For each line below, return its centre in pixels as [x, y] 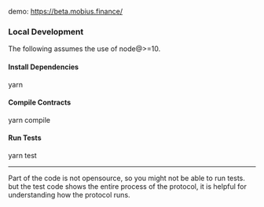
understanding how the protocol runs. [70, 194]
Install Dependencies [44, 67]
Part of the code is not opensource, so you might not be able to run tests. [127, 178]
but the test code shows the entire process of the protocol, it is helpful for [128, 186]
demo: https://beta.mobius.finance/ [66, 11]
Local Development [46, 31]
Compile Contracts [40, 102]
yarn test [22, 155]
